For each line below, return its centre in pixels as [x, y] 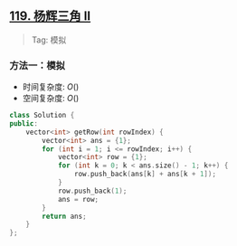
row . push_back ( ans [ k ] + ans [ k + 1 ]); [145, 175]
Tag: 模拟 [49, 40]
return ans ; [65, 216]
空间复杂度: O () [51, 99]
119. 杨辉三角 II [50, 16]
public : [24, 123]
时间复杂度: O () [51, 87]
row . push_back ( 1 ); [92, 191]
